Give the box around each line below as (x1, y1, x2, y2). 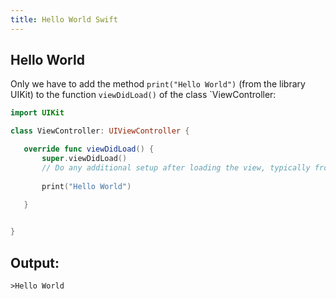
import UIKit (10, 108, 65, 118)
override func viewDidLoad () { (23, 144, 155, 155)
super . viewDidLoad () (41, 154, 128, 164)
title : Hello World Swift (10, 14, 118, 25)
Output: (10, 254, 60, 271)
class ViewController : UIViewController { (10, 126, 190, 136)
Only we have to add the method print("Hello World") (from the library (10, 78, 306, 90)
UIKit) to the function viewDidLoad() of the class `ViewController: (10, 89, 277, 101)
